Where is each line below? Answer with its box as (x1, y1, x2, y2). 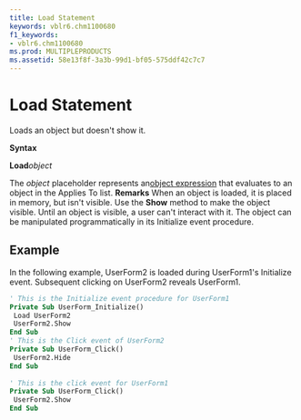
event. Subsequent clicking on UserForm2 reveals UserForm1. (9, 276, 241, 287)
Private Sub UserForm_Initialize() (9, 302, 145, 312)
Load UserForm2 (13, 311, 71, 320)
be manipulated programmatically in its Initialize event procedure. (9, 215, 255, 227)
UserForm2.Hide (13, 353, 71, 362)
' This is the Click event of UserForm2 (9, 336, 166, 345)
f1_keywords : (9, 30, 59, 39)
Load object (9, 160, 53, 171)
